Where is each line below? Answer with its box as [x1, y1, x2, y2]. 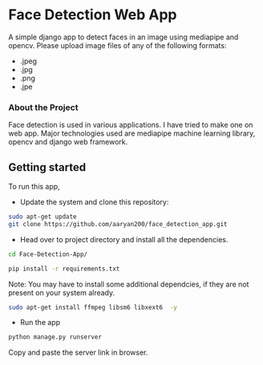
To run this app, [8, 182, 60, 192]
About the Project [8, 102, 79, 113]
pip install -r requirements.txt [8, 265, 120, 273]
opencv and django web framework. [8, 137, 128, 147]
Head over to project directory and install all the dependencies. [19, 234, 229, 244]
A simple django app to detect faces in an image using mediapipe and [8, 32, 239, 42]
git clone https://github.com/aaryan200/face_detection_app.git [8, 220, 228, 228]
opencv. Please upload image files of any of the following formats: [8, 40, 227, 50]
